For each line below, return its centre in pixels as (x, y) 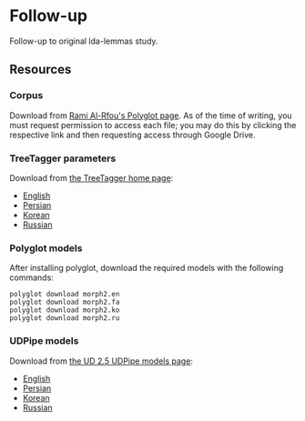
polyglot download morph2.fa (65, 302)
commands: (32, 277)
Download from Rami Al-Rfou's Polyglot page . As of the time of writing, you (151, 115)
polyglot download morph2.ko (65, 310)
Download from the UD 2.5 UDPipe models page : (102, 361)
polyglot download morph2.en (65, 295)
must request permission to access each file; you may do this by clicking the (153, 125)
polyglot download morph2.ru (65, 318)
